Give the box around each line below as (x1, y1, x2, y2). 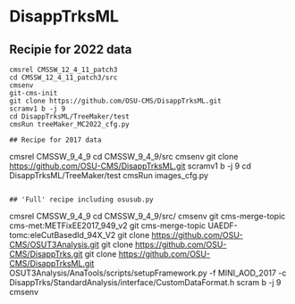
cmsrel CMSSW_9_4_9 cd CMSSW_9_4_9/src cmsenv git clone (9, 152, 239, 161)
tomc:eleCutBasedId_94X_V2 (9, 230, 116, 240)
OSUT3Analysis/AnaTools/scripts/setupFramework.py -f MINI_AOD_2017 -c (9, 267, 287, 278)
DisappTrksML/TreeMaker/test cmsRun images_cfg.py (9, 170, 208, 180)
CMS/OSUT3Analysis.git (9, 239, 100, 250)
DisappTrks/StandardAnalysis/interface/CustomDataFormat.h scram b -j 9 (9, 277, 282, 287)
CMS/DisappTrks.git (9, 249, 83, 259)
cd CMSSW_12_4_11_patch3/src (9, 73, 118, 82)
